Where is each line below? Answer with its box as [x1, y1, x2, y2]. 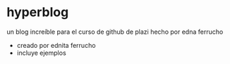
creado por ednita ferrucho [16, 41, 96, 49]
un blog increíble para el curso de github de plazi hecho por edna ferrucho [6, 27, 224, 36]
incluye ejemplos [16, 49, 66, 57]
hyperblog [6, 4, 69, 20]
